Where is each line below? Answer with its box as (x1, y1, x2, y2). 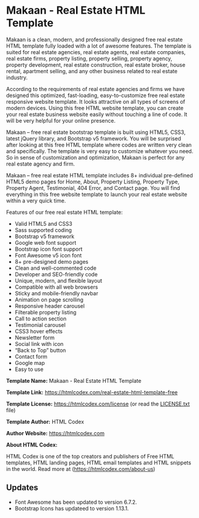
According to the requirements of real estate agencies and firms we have (6, 85, 185, 92)
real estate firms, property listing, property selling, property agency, (6, 55, 172, 62)
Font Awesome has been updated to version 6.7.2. (14, 498, 137, 505)
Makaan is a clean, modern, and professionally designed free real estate (6, 36, 183, 43)
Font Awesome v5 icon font (14, 251, 82, 259)
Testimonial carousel (14, 321, 66, 328)
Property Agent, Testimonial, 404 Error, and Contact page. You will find (6, 184, 180, 191)
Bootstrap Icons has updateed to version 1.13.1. (14, 504, 129, 512)
